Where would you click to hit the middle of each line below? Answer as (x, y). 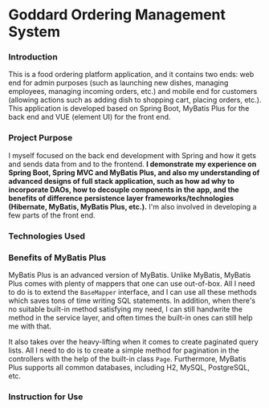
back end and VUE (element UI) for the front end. (90, 117)
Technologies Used (47, 236)
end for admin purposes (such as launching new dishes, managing (118, 83)
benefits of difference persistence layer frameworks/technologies (121, 198)
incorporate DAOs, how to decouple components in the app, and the (124, 190)
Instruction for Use (46, 397)
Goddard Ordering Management (117, 15)
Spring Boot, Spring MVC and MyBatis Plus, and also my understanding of (134, 172)
